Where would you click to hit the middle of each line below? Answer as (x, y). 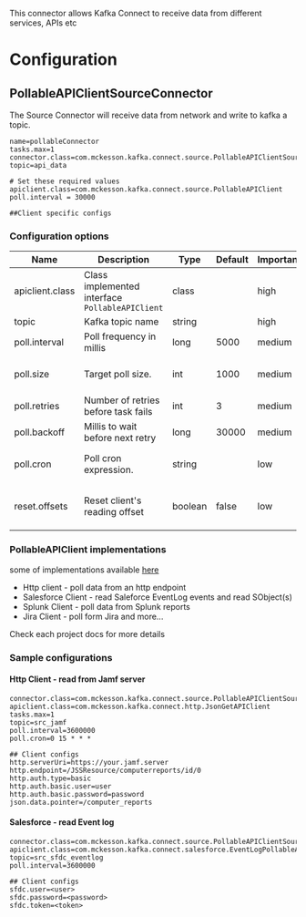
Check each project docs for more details (87, 634)
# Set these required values (65, 181)
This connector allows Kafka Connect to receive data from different (136, 13)
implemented (112, 286)
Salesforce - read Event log (62, 822)
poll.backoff (40, 432)
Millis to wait (110, 427)
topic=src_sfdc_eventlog (56, 857)
